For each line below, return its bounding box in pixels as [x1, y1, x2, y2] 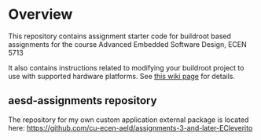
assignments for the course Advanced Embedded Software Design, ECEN [8, 39, 248, 48]
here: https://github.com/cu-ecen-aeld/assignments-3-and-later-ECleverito [8, 123, 253, 132]
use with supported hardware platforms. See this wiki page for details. [8, 71, 236, 81]
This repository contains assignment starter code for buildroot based [8, 31, 232, 41]
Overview [8, 5, 73, 23]
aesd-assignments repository [8, 94, 157, 107]
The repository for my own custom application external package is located [8, 115, 249, 124]
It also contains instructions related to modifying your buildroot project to [8, 63, 244, 72]
